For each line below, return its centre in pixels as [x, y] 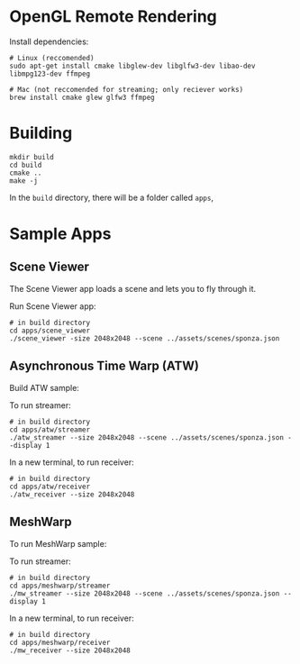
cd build [26, 165]
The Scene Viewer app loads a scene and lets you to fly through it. [133, 288]
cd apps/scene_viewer [50, 331]
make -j [24, 181]
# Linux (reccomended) [52, 58]
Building [41, 133]
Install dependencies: [49, 41]
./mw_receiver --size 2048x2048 [70, 650]
